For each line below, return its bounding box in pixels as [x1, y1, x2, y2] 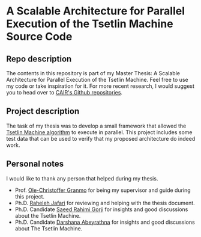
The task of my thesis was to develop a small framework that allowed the [6, 122, 187, 129]
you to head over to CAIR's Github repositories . [6, 89, 123, 96]
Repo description [6, 54, 72, 64]
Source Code [6, 30, 73, 43]
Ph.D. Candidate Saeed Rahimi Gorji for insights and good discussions [14, 206, 188, 213]
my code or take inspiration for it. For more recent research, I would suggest [6, 82, 195, 90]
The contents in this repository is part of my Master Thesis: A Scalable [6, 70, 180, 76]
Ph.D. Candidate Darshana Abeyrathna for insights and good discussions [14, 218, 195, 226]
